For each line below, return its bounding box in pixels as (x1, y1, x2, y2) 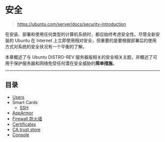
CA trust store (12, 126, 41, 132)
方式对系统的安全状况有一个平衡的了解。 (5, 43, 87, 49)
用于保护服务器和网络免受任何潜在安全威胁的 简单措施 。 (5, 60, 117, 66)
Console (12, 132, 29, 138)
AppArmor (12, 109, 33, 116)
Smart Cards (12, 99, 38, 105)
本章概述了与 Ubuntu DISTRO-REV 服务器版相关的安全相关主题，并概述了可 (5, 54, 158, 60)
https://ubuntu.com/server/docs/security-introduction (17, 21, 126, 27)
